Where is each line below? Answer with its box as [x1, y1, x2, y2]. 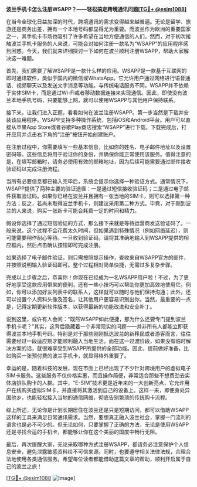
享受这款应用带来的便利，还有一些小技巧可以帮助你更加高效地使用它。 [16, 281, 186, 288]
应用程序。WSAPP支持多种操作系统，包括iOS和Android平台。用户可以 [16, 117, 186, 123]
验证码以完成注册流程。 [6, 165, 63, 172]
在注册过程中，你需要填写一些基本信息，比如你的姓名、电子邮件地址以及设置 [6, 144, 191, 150]
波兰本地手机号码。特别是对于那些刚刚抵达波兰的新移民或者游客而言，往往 [11, 331, 191, 337]
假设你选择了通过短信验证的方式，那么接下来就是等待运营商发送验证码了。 [6, 220, 186, 226]
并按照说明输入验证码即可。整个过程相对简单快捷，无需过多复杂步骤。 [6, 261, 176, 268]
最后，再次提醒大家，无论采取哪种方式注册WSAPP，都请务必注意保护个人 [6, 441, 184, 448]
